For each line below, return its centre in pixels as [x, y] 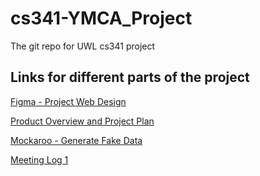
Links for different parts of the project [130, 77]
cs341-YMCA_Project [101, 18]
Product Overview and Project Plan [82, 121]
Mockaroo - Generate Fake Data [76, 140]
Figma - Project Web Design [68, 101]
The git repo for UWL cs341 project [83, 46]
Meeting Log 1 [39, 159]
